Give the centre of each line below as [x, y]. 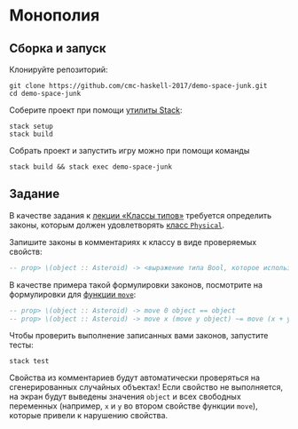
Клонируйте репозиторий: [59, 69]
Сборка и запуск [58, 48]
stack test [29, 361]
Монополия [55, 16]
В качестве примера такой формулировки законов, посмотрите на [136, 284]
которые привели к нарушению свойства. [89, 416]
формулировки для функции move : [73, 294]
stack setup [31, 126]
